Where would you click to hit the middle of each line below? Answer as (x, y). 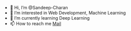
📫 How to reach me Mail (35, 24)
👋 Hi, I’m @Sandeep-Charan (39, 8)
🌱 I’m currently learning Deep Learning (50, 18)
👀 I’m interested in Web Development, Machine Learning (68, 13)
